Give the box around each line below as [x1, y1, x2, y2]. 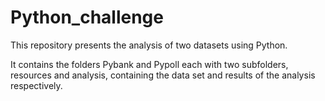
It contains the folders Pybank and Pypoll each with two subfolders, [10, 58, 289, 70]
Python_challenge [10, 6, 164, 29]
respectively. [10, 79, 63, 91]
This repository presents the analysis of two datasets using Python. [10, 39, 288, 51]
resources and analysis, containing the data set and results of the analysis [10, 69, 316, 81]
